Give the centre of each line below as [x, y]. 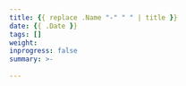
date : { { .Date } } [43, 26]
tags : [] [25, 34]
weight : [24, 43]
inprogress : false [43, 51]
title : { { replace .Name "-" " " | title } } [93, 17]
